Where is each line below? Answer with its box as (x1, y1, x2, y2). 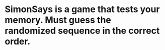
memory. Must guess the (5, 14, 112, 26)
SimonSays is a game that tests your (5, 4, 160, 15)
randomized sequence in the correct (5, 25, 160, 36)
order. (5, 36, 31, 47)
